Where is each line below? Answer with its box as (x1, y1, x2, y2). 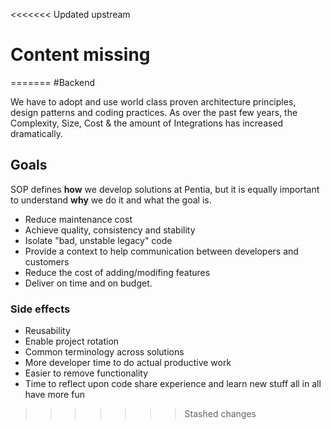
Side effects (10, 302, 71, 316)
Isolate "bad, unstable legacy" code (24, 234, 173, 246)
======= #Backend (10, 76, 96, 88)
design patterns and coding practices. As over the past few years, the (10, 106, 298, 118)
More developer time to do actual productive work (24, 357, 232, 369)
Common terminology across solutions (24, 346, 185, 358)
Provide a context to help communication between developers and (24, 245, 299, 257)
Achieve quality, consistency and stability (24, 224, 196, 236)
